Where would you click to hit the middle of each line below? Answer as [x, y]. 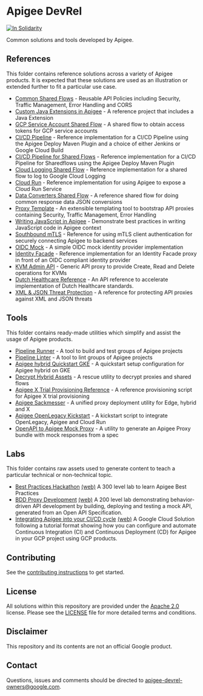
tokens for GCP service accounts [56, 130]
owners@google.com [33, 686]
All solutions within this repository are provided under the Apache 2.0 [93, 606]
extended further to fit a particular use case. [62, 86]
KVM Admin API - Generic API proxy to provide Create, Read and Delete [105, 266]
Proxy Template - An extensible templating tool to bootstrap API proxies [104, 208]
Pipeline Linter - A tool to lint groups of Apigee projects [84, 357]
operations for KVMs [41, 273]
